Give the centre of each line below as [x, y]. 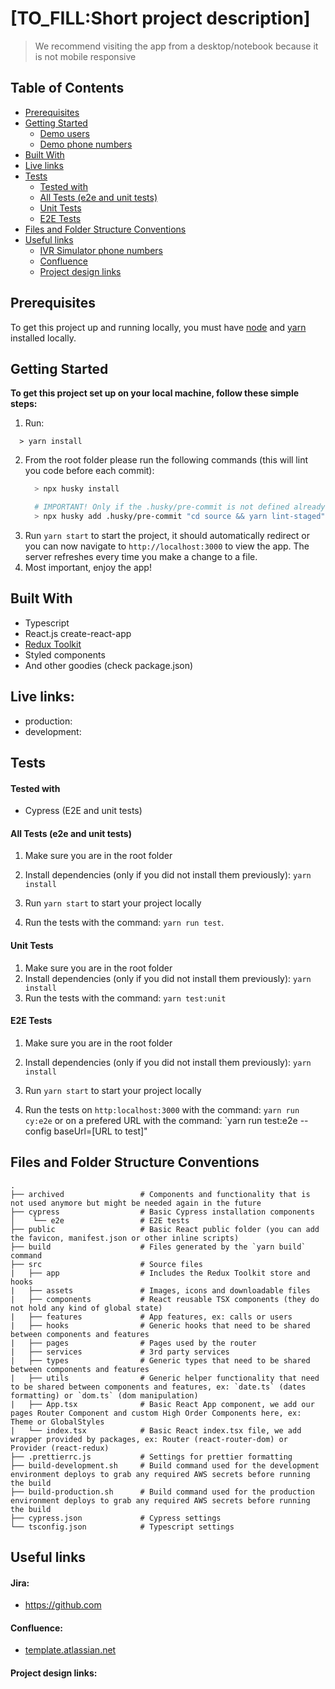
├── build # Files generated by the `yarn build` [158, 1247]
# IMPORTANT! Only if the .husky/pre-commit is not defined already [180, 507]
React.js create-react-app [78, 633]
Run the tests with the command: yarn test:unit [125, 998]
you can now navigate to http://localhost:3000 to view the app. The [167, 546]
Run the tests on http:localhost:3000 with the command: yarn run [162, 1109]
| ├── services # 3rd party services [120, 1352]
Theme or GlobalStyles [57, 1422]
